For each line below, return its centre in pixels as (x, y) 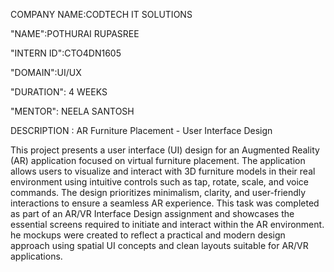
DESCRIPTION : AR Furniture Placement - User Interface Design (141, 130)
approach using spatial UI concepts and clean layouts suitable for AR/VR (159, 245)
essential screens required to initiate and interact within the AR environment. (167, 224)
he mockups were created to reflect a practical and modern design (148, 235)
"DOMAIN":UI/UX (46, 72)
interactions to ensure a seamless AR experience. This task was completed (165, 203)
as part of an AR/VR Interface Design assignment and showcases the (152, 213)
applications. (36, 256)
